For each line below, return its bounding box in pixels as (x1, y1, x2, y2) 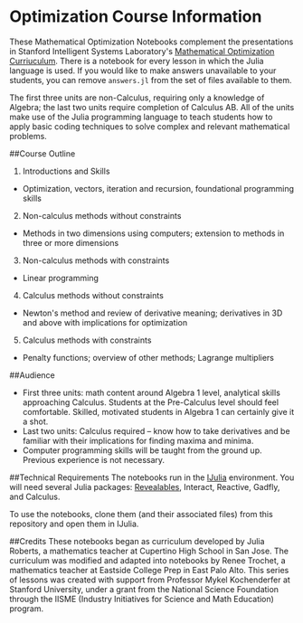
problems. (9, 130, 47, 141)
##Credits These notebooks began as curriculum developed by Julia (9, 535, 265, 546)
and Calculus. (9, 491, 61, 502)
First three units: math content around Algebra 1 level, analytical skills (22, 387, 280, 398)
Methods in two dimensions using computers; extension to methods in (22, 228, 285, 239)
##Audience (9, 369, 56, 381)
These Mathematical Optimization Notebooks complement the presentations (9, 36, 294, 47)
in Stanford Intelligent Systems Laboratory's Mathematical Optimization (9, 45, 275, 56)
